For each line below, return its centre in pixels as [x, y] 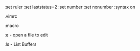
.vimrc [11, 16]
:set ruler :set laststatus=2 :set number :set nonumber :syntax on [70, 7]
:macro [12, 25]
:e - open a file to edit [26, 35]
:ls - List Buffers [21, 44]
